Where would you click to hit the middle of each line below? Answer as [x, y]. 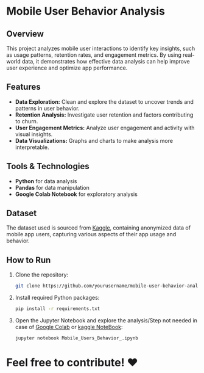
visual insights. [34, 134]
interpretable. [32, 147]
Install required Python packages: [57, 298]
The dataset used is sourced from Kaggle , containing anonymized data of [98, 228]
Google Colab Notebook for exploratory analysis [76, 194]
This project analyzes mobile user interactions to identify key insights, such [101, 48]
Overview [25, 34]
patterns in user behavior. [47, 108]
